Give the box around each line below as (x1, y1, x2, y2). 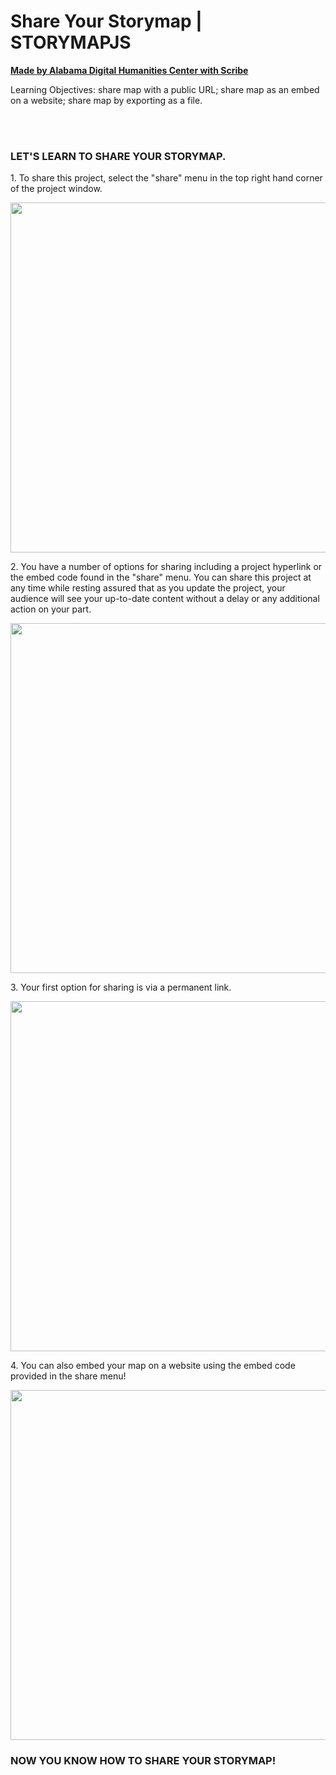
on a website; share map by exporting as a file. (10, 94, 203, 106)
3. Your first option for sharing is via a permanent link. (10, 981, 232, 994)
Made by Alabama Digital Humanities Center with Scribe (10, 64, 249, 76)
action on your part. (10, 603, 92, 615)
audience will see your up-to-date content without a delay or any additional (10, 593, 320, 605)
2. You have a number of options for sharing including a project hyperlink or (10, 561, 323, 573)
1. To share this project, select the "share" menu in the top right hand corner (10, 172, 323, 184)
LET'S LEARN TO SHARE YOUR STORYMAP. (10, 149, 227, 163)
